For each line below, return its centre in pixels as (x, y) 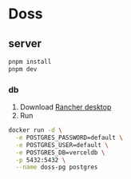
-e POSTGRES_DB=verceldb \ (60, 153)
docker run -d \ (35, 130)
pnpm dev (23, 69)
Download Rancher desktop (65, 107)
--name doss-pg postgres (57, 167)
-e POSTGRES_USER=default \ (62, 145)
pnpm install (30, 62)
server (25, 44)
